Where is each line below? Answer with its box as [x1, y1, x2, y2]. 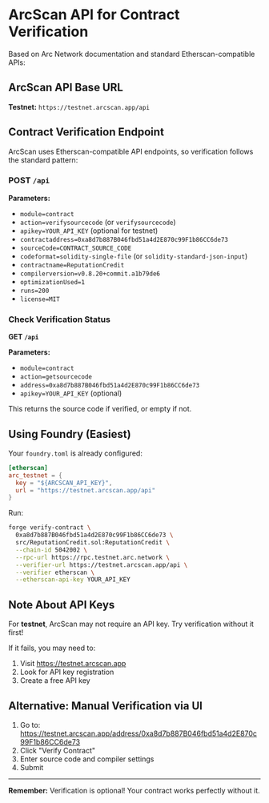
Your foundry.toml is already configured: [8, 448, 143, 458]
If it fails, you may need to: [8, 643, 96, 653]
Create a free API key [19, 676, 90, 685]
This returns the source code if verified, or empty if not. [8, 404, 192, 414]
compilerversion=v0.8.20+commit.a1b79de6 [19, 270, 160, 278]
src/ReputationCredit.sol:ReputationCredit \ [15, 539, 171, 547]
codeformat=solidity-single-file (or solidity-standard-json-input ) [19, 251, 248, 261]
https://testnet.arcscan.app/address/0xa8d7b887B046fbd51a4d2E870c [19, 729, 258, 738]
